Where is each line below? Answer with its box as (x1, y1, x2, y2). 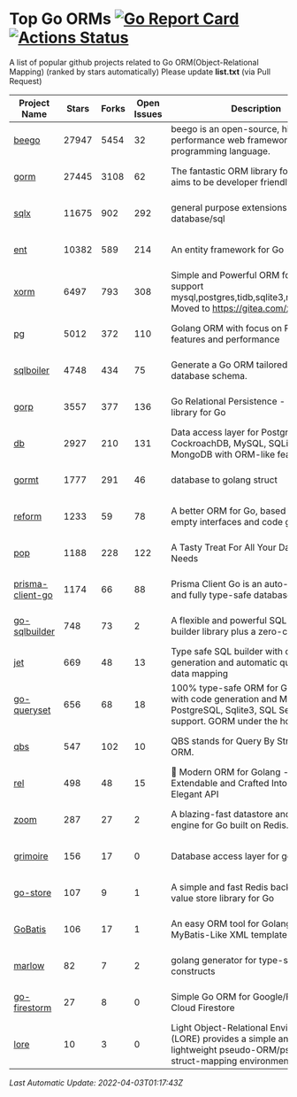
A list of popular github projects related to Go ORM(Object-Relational (9, 57, 259, 67)
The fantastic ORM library (171, 165, 278, 177)
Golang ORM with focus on (171, 321, 283, 334)
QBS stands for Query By (171, 735, 276, 747)
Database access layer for (171, 850, 280, 862)
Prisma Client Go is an (171, 577, 263, 590)
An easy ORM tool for (171, 917, 260, 930)
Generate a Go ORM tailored (171, 359, 288, 371)
